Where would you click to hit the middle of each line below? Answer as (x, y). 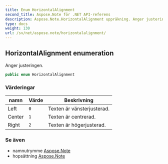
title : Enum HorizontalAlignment (40, 10)
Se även (15, 139)
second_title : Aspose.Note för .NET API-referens (58, 14)
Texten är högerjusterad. (77, 124)
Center (16, 116)
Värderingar (20, 87)
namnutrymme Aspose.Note (41, 151)
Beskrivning (79, 100)
